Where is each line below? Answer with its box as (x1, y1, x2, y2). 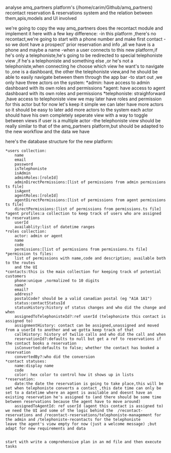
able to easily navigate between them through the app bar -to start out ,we (5, 74, 163, 80)
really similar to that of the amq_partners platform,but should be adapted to (5, 123, 164, 129)
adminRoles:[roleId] (14, 175, 58, 180)
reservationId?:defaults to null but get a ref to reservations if (14, 336, 161, 341)
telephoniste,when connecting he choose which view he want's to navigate (5, 63, 164, 69)
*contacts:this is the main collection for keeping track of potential (5, 269, 161, 274)
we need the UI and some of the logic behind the (5, 408, 114, 413)
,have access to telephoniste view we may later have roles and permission (5, 96, 162, 102)
